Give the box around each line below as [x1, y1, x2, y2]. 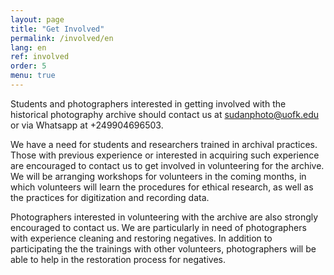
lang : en [10, 42, 47, 53]
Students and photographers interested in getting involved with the [10, 97, 287, 110]
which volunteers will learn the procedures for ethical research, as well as [10, 181, 314, 193]
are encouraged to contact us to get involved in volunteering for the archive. [10, 159, 325, 171]
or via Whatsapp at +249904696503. [10, 119, 164, 131]
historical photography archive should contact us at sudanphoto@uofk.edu [10, 108, 320, 120]
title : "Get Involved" [10, 24, 105, 34]
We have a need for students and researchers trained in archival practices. [10, 138, 318, 150]
